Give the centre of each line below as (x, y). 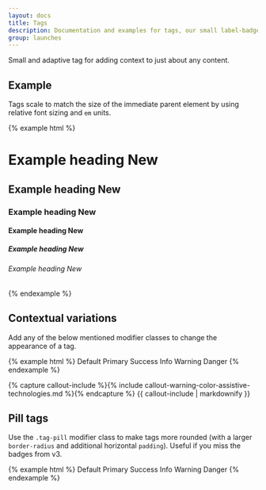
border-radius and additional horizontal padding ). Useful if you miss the (125, 446)
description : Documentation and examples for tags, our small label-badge (134, 30)
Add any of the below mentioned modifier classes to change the (113, 337)
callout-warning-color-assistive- (198, 385)
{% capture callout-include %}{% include (76, 385)
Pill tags (28, 418)
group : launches (35, 38)
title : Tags (28, 23)
